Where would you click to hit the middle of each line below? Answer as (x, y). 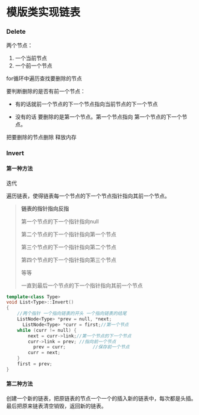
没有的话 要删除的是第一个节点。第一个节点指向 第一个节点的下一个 (98, 117)
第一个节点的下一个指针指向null (60, 221)
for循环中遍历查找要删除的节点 (44, 78)
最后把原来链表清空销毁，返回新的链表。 (56, 406)
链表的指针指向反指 (45, 208)
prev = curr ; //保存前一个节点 (81, 347)
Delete (16, 32)
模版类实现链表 (43, 12)
